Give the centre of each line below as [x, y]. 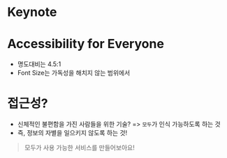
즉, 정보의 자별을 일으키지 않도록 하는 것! [72, 133]
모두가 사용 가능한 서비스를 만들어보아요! [79, 148]
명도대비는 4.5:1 [39, 64]
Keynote [32, 12]
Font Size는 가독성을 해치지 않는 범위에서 [74, 73]
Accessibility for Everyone [86, 44]
